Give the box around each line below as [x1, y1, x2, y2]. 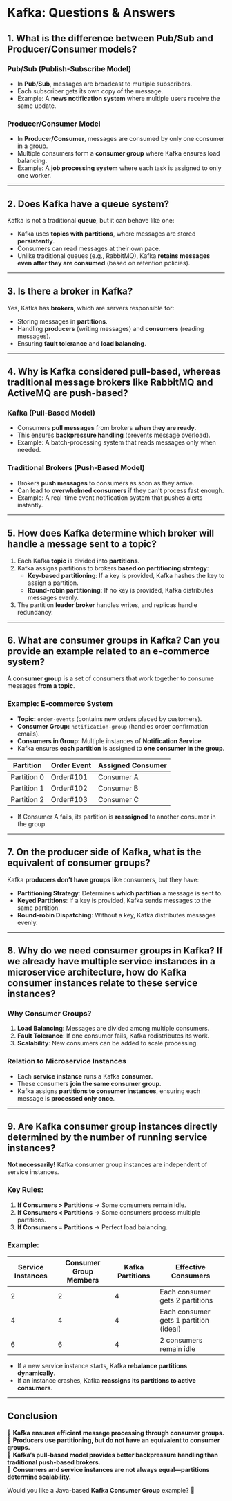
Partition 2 [10, 794, 45, 804]
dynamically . [17, 1369, 56, 1377]
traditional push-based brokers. [7, 1457, 101, 1466]
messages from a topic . [7, 682, 75, 690]
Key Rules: [7, 1185, 44, 1195]
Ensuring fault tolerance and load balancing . [17, 339, 146, 347]
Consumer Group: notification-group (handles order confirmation [17, 722, 209, 730]
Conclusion [7, 1410, 58, 1422]
